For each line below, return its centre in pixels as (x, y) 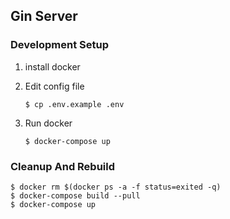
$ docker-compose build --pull (75, 195)
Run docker (48, 123)
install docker (52, 66)
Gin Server (44, 16)
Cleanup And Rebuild (63, 166)
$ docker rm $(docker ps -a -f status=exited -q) (116, 187)
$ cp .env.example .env (74, 104)
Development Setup (59, 45)
